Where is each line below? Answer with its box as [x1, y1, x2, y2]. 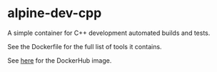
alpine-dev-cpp [7, 5, 102, 21]
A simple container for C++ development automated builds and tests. [7, 29, 211, 37]
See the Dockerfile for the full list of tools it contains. [7, 42, 162, 51]
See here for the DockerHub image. [7, 56, 112, 65]
